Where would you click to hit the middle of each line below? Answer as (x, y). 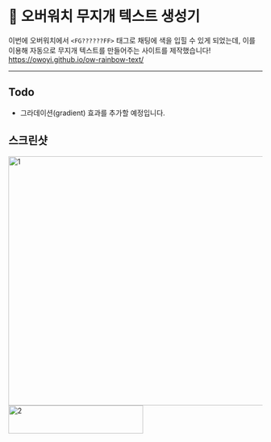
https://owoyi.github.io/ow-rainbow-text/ (76, 59)
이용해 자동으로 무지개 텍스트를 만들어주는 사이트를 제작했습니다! (110, 50)
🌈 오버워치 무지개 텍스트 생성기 (104, 17)
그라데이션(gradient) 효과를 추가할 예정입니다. (92, 113)
